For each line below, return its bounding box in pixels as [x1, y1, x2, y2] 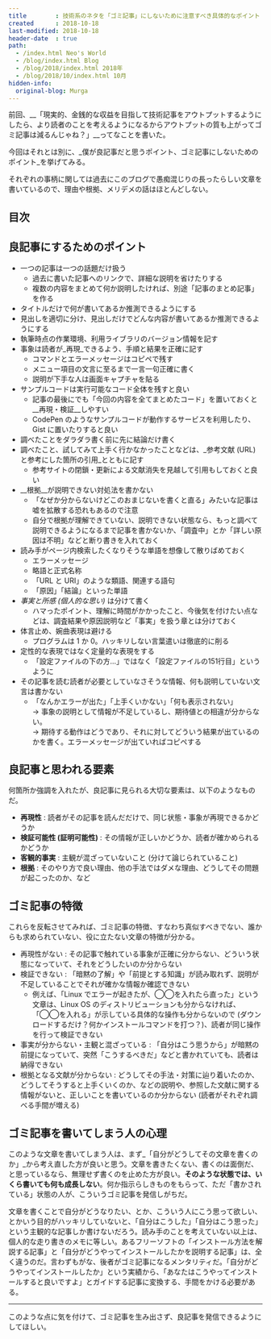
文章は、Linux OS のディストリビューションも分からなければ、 [31, 1000, 240, 1009]
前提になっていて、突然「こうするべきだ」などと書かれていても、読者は [19, 1050, 260, 1060]
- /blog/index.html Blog [15, 57, 99, 65]
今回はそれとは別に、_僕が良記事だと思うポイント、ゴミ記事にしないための [8, 147, 259, 157]
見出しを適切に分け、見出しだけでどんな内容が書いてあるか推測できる [19, 314, 252, 323]
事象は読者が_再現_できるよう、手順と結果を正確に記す [19, 343, 204, 353]
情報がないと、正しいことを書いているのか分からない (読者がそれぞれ [19, 1090, 251, 1100]
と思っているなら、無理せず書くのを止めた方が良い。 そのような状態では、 [8, 1170, 256, 1179]
